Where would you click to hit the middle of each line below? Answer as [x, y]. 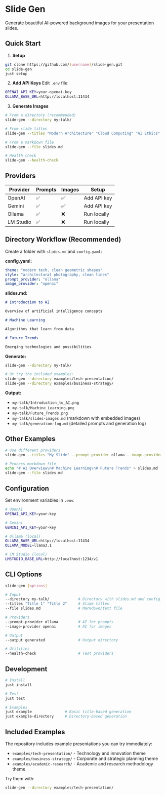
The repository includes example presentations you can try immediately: [79, 744]
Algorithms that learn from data [40, 329]
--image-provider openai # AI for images [58, 626]
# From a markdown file [30, 142]
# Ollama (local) [23, 536]
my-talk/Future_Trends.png [40, 413]
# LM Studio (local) [26, 555]
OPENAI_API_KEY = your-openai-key [38, 92]
